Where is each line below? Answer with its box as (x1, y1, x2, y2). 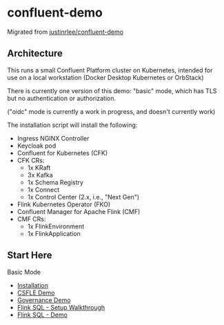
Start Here (7, 250, 53, 262)
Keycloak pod (17, 141, 57, 150)
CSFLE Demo (17, 288, 55, 297)
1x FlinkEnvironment (27, 222, 85, 230)
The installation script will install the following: (7, 121, 138, 129)
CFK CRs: (17, 156, 45, 164)
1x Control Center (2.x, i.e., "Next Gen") (27, 193, 140, 201)
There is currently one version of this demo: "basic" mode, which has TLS (7, 86, 217, 95)
